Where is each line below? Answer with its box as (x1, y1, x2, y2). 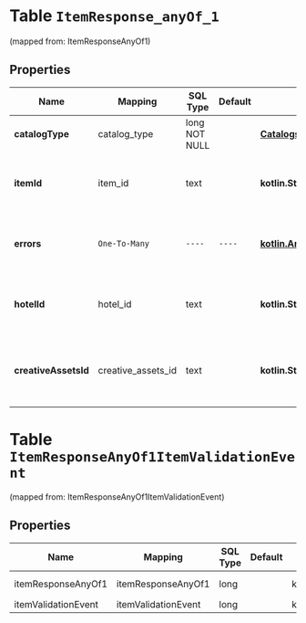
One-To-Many (97, 238, 150, 248)
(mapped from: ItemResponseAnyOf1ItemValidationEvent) (9, 491, 225, 502)
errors (14, 237, 42, 249)
